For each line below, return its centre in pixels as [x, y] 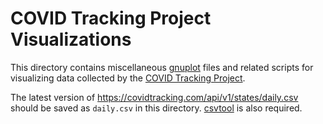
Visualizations [71, 39]
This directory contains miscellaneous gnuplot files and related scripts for [162, 67]
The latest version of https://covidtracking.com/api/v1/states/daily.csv [154, 97]
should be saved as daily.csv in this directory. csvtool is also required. [156, 108]
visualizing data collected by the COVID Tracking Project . [128, 78]
